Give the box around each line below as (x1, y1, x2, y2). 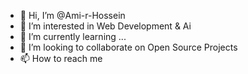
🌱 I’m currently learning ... (19, 31, 127, 42)
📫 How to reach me (19, 53, 103, 64)
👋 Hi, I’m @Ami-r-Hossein (19, 10, 126, 21)
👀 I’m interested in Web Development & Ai (19, 20, 192, 32)
